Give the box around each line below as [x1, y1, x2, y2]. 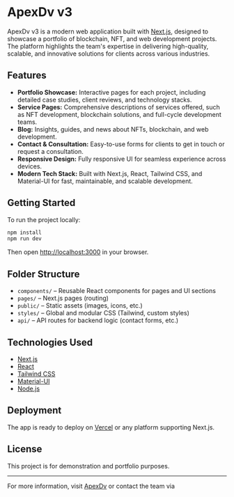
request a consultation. [17, 147, 84, 155]
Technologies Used [7, 336, 93, 348]
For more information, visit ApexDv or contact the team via [7, 482, 175, 490]
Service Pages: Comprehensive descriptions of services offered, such [17, 102, 221, 111]
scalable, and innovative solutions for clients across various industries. [7, 49, 210, 58]
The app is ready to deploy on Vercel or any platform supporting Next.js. [7, 423, 214, 432]
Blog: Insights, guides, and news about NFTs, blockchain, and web [17, 125, 209, 133]
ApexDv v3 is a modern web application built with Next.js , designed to [7, 27, 209, 35]
